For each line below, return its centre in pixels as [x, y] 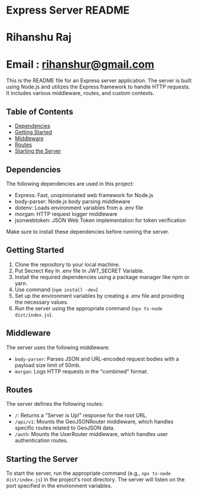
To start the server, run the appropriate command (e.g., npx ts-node [89, 473]
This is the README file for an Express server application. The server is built [99, 81]
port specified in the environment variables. [59, 486]
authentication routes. [41, 441]
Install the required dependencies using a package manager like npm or [102, 277]
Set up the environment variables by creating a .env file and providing [99, 296]
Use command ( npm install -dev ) [56, 289]
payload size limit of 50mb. [48, 365]
